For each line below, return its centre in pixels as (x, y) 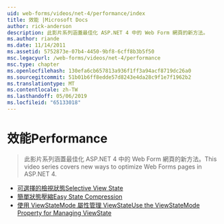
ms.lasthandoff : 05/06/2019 (47, 97)
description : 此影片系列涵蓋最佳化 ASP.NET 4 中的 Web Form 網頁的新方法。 (108, 33)
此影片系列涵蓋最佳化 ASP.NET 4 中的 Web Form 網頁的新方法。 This (120, 159)
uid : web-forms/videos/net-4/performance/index (76, 13)
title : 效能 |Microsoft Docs (48, 20)
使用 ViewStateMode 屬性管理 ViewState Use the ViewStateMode (108, 205)
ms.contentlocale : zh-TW (42, 90)
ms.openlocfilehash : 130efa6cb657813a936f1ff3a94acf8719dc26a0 (99, 71)
